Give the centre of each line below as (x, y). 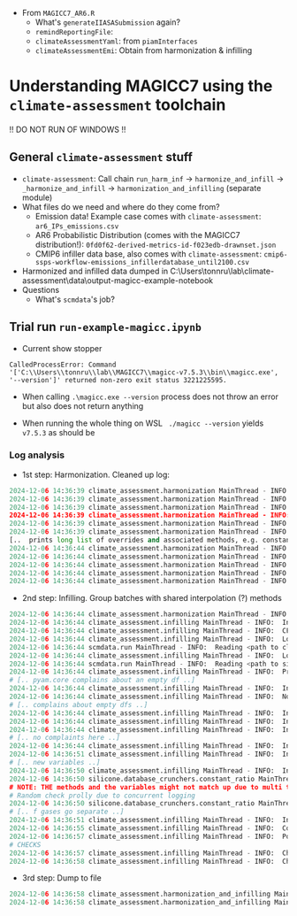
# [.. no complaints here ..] (65, 738)
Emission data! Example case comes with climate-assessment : (148, 216)
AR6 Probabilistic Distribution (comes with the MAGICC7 (137, 235)
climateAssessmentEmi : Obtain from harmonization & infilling (144, 50)
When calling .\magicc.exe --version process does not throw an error (150, 396)
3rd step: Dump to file (61, 878)
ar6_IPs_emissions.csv (77, 226)
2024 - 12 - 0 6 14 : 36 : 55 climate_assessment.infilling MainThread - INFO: (142, 828)
